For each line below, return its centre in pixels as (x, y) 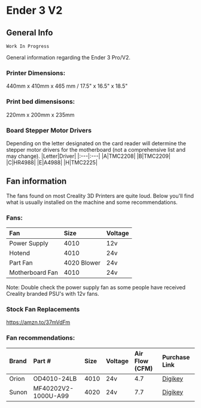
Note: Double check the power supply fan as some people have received (96, 287)
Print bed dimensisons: (41, 101)
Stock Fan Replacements (43, 309)
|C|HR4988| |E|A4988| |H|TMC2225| (52, 162)
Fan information (36, 181)
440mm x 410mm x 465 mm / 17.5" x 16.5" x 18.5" (67, 86)
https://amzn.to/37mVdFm (38, 322)
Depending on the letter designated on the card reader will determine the (96, 143)
